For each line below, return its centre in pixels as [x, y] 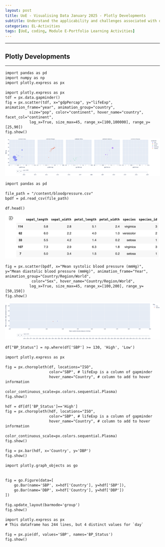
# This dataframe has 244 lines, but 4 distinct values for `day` [74, 524]
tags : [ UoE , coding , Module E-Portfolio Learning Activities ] [70, 31]
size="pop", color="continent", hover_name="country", [86, 112]
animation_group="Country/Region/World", [48, 276]
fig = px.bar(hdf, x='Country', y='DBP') [48, 450]
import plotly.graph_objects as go [41, 465]
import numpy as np [25, 78]
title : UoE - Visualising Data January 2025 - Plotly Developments [76, 16]
